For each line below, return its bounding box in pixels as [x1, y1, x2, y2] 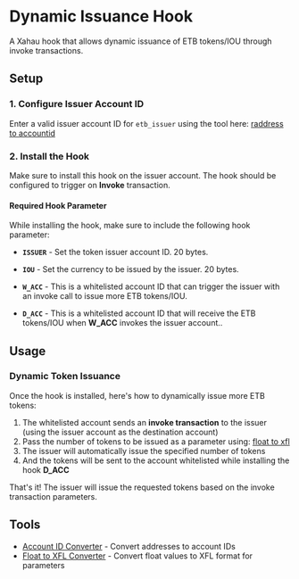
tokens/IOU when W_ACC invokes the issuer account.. [21, 318, 223, 328]
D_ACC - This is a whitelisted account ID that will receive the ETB [21, 308, 256, 318]
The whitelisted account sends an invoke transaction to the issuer [21, 417, 268, 427]
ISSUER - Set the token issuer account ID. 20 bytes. [21, 247, 209, 258]
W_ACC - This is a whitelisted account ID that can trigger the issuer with [21, 281, 280, 292]
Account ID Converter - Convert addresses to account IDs [21, 541, 237, 551]
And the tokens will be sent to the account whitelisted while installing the [21, 455, 290, 466]
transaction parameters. [9, 491, 98, 501]
